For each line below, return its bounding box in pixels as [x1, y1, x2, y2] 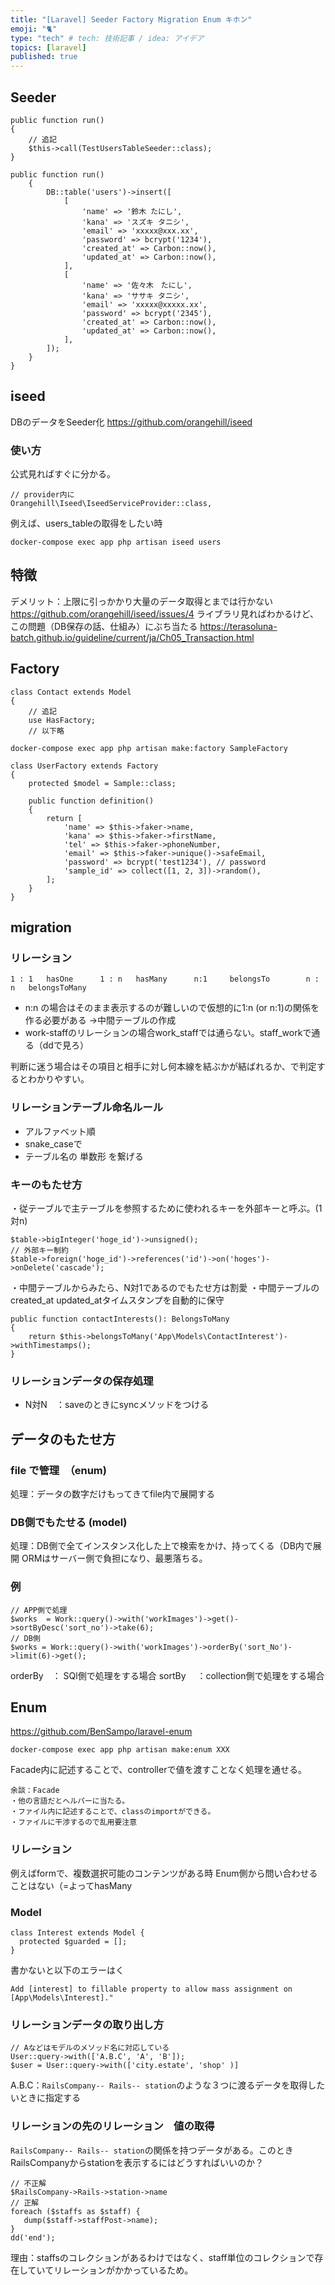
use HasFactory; [28, 715, 97, 725]
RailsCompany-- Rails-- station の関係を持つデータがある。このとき [10, 2144, 294, 2156]
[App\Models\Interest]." [10, 1992, 114, 2003]
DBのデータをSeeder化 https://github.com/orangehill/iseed [10, 416, 253, 428]
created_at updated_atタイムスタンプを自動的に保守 [10, 1294, 225, 1306]
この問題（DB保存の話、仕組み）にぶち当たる [10, 620, 198, 632]
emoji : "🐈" [10, 24, 58, 34]
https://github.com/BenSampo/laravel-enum [10, 1726, 193, 1738]
